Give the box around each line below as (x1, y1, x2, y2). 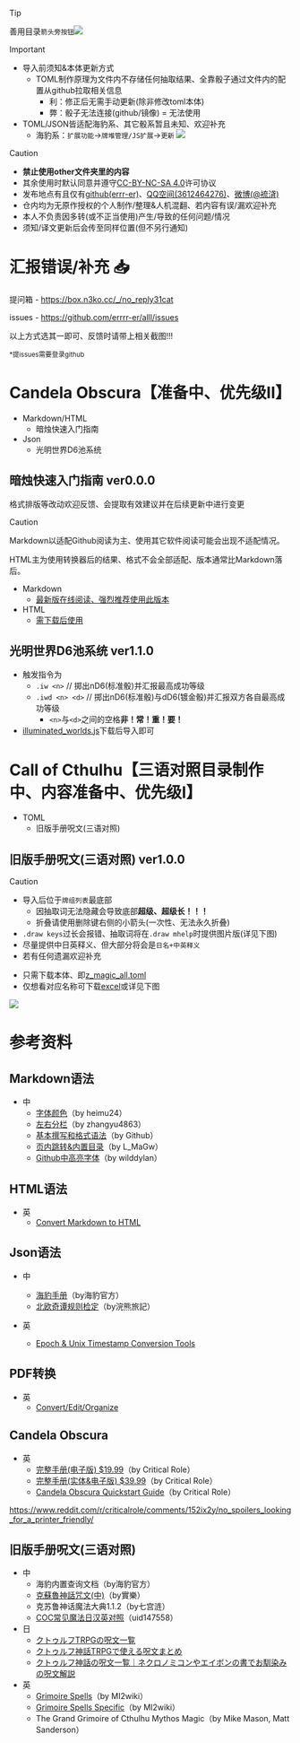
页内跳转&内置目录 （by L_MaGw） (35, 1141, 163, 1152)
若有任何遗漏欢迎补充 (21, 951, 101, 962)
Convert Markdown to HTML (35, 1217, 141, 1228)
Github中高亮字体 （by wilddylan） (35, 1153, 163, 1163)
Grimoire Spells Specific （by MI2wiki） (35, 1702, 181, 1712)
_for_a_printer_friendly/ (9, 1513, 94, 1524)
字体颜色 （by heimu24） (35, 1108, 127, 1119)
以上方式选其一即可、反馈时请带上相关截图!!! (9, 330, 174, 341)
